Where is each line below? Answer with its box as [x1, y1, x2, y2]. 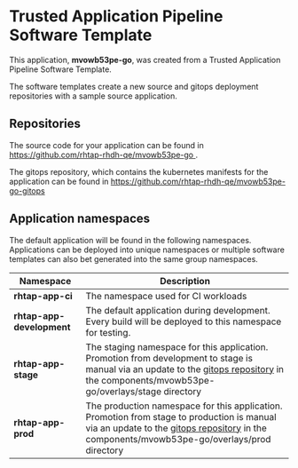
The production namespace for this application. [85, 400, 283, 412]
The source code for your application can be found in [9, 139, 204, 150]
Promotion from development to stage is [85, 352, 253, 364]
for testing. [85, 326, 131, 338]
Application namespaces [9, 211, 151, 226]
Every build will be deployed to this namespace [85, 315, 282, 328]
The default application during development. [85, 304, 271, 316]
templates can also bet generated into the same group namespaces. [9, 253, 259, 264]
